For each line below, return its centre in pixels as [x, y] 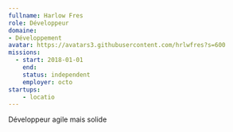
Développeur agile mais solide [58, 119]
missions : [25, 52]
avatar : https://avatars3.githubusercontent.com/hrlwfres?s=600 [117, 45]
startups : [25, 89]
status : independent [56, 75]
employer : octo [48, 82]
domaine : [23, 30]
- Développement [35, 38]
